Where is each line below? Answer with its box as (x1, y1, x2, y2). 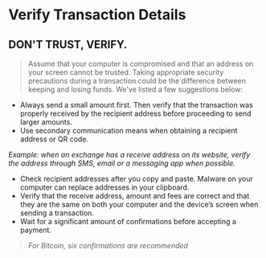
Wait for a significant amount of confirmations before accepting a (19, 217, 237, 226)
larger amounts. (19, 117, 72, 126)
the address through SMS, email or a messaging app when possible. (8, 158, 235, 168)
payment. (19, 225, 52, 235)
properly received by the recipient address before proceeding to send (19, 109, 252, 118)
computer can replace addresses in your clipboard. (19, 182, 190, 192)
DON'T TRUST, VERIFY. (8, 38, 128, 51)
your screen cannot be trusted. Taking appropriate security (27, 68, 224, 77)
